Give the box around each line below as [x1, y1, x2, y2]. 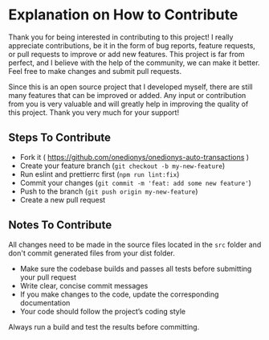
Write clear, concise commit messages [19, 281, 149, 290]
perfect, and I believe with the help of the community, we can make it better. [8, 58, 260, 68]
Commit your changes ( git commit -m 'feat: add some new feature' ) [19, 178, 251, 187]
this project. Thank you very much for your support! [8, 107, 179, 117]
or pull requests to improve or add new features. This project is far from [8, 49, 245, 59]
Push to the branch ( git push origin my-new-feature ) [19, 186, 198, 196]
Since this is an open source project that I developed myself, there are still [8, 82, 253, 92]
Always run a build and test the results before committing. [8, 322, 200, 331]
